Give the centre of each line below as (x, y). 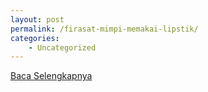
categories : (35, 38)
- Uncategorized (62, 47)
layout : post (37, 19)
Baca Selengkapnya (51, 76)
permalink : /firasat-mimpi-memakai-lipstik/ (104, 29)
